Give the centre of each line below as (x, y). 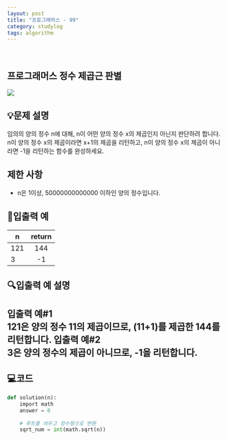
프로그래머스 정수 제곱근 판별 (65, 76)
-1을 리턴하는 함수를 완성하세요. (62, 151)
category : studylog (35, 26)
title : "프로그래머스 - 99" (43, 20)
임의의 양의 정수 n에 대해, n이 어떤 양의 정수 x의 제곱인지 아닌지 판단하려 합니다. (114, 133)
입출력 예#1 (30, 314)
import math (36, 404)
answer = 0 (35, 410)
